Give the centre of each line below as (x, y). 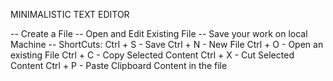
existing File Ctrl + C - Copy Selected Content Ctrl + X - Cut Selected (152, 55)
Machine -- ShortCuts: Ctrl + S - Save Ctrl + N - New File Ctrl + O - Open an (167, 44)
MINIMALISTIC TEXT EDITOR (70, 14)
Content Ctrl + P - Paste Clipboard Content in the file (119, 65)
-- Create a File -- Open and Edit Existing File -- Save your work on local (159, 33)
